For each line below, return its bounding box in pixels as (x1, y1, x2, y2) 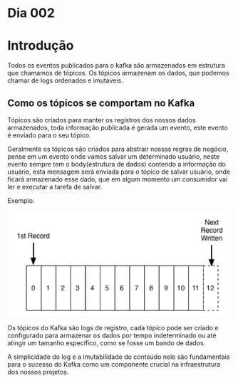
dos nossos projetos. (7, 367, 69, 376)
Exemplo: (7, 196, 35, 204)
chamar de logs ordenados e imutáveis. (7, 76, 123, 85)
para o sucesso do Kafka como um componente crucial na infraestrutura (7, 360, 221, 368)
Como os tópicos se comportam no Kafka (7, 97, 195, 109)
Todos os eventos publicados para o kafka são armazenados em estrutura (7, 61, 226, 70)
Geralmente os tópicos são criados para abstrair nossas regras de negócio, (7, 145, 229, 153)
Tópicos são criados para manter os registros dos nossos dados (7, 115, 196, 124)
